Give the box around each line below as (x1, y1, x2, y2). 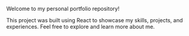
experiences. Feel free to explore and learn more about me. (6, 23, 155, 30)
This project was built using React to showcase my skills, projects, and (6, 17, 184, 23)
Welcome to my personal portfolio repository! (6, 5, 120, 12)
